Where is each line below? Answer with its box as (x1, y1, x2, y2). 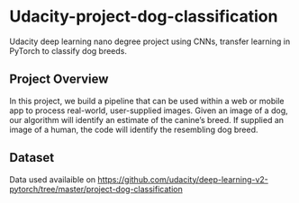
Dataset (9, 150, 55, 165)
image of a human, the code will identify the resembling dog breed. (9, 124, 258, 135)
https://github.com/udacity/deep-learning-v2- (97, 173, 268, 185)
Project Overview (9, 72, 109, 87)
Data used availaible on (9, 173, 96, 185)
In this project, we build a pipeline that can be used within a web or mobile (9, 95, 285, 106)
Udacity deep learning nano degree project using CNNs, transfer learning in (9, 36, 291, 47)
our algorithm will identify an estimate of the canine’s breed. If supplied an (9, 114, 285, 125)
